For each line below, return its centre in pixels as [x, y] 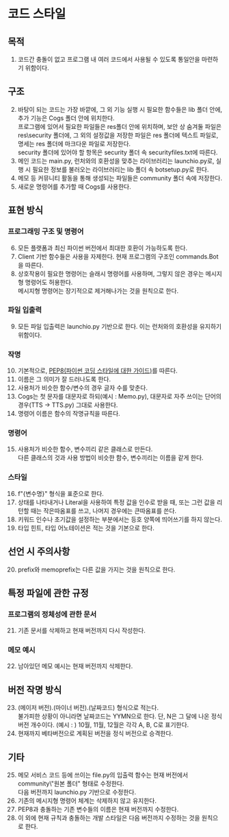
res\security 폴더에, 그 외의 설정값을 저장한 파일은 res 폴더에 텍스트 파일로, [118, 135]
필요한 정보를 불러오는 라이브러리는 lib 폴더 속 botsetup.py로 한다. [121, 169]
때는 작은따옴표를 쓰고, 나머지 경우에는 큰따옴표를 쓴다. [104, 510]
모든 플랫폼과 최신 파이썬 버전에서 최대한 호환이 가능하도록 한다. [102, 248]
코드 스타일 [37, 14]
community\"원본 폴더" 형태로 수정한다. [71, 783]
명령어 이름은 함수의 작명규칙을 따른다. [69, 414]
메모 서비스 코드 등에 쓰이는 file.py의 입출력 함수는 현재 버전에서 [103, 775]
